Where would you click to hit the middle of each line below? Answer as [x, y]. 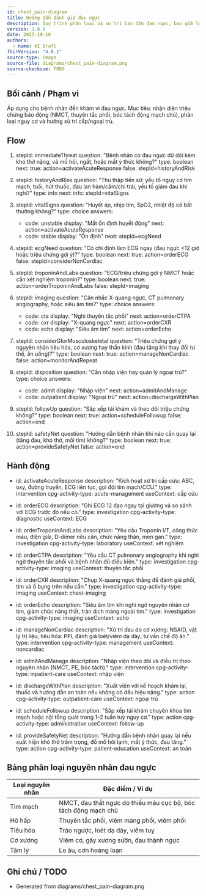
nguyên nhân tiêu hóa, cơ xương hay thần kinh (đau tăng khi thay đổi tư [105, 347]
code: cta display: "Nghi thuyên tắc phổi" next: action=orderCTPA [108, 316]
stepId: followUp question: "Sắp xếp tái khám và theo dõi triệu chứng [102, 409]
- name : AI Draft [35, 46]
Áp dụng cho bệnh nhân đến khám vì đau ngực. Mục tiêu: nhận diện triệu [99, 108]
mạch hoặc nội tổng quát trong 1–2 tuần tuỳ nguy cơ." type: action [99, 717]
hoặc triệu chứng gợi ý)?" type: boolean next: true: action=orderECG [102, 255]
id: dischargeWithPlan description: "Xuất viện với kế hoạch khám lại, [101, 686]
